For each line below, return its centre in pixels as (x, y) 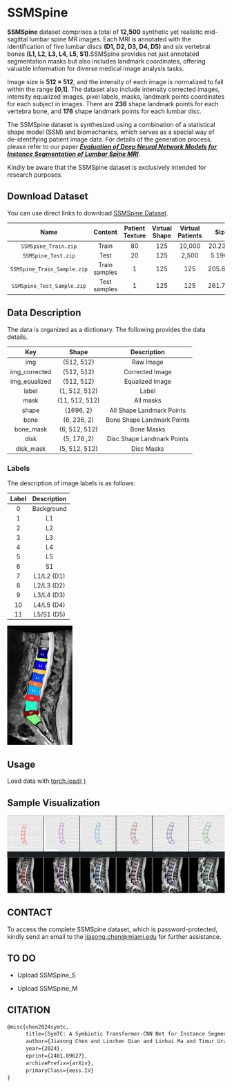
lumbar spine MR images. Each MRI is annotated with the (110, 39)
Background (49, 509)
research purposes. (35, 175)
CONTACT (30, 913)
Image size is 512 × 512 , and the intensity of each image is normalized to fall (115, 81)
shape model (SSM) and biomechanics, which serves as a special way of (111, 132)
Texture (135, 235)
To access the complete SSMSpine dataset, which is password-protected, (113, 929)
